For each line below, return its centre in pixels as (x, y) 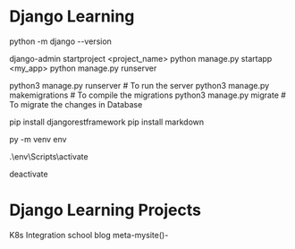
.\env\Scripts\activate (49, 156)
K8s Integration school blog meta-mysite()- (89, 235)
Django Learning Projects (105, 210)
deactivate (29, 174)
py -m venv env (38, 139)
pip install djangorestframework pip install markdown (107, 122)
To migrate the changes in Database (76, 104)
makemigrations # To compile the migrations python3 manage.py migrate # (147, 95)
